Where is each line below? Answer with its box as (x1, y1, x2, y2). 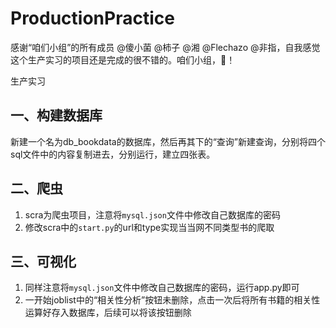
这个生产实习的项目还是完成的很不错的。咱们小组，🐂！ (10, 53, 236, 66)
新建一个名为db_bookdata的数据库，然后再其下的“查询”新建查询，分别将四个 (10, 135, 327, 147)
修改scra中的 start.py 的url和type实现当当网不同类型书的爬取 (24, 221, 275, 233)
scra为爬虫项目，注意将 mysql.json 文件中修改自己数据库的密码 (24, 208, 281, 221)
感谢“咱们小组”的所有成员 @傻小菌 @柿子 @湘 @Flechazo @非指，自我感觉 (10, 41, 321, 53)
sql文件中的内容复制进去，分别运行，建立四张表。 (10, 148, 216, 160)
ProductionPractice (10, 7, 175, 30)
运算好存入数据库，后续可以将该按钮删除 (24, 307, 192, 319)
